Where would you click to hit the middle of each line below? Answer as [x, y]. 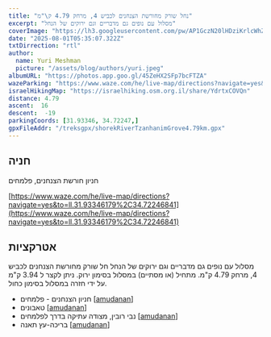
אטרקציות [33, 247]
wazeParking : [30, 83]
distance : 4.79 [34, 98]
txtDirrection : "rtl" [45, 46]
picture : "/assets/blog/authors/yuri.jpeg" [90, 69]
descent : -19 [32, 114]
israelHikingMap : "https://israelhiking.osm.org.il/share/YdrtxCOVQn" [129, 91]
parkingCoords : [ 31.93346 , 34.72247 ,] [73, 121]
